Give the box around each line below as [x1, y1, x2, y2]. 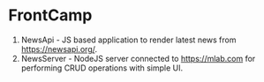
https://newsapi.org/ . [20, 43, 98, 54]
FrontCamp [8, 5, 93, 26]
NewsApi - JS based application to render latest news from [20, 34, 237, 45]
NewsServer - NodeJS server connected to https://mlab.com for [20, 53, 256, 63]
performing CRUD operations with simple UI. [20, 63, 184, 73]
